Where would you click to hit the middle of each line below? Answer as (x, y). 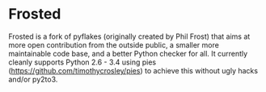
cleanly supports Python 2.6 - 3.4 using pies (82, 62)
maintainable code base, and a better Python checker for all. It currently (128, 53)
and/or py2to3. (33, 79)
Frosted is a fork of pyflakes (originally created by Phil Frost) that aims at (129, 36)
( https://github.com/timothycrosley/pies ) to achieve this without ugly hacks (133, 70)
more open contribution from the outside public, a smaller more (114, 44)
